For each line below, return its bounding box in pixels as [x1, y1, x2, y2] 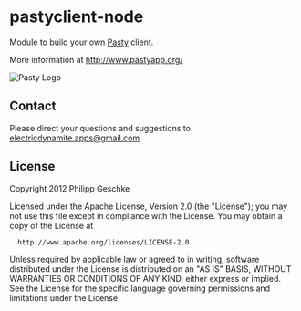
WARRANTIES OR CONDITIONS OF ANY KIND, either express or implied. [9, 273, 281, 284]
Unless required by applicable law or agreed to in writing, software [9, 254, 260, 264]
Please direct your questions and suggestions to [9, 122, 192, 133]
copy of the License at [9, 220, 94, 231]
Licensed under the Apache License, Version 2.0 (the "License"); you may [9, 201, 288, 212]
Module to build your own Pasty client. [9, 36, 154, 47]
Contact [9, 98, 57, 114]
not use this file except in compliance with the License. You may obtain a [9, 210, 283, 221]
